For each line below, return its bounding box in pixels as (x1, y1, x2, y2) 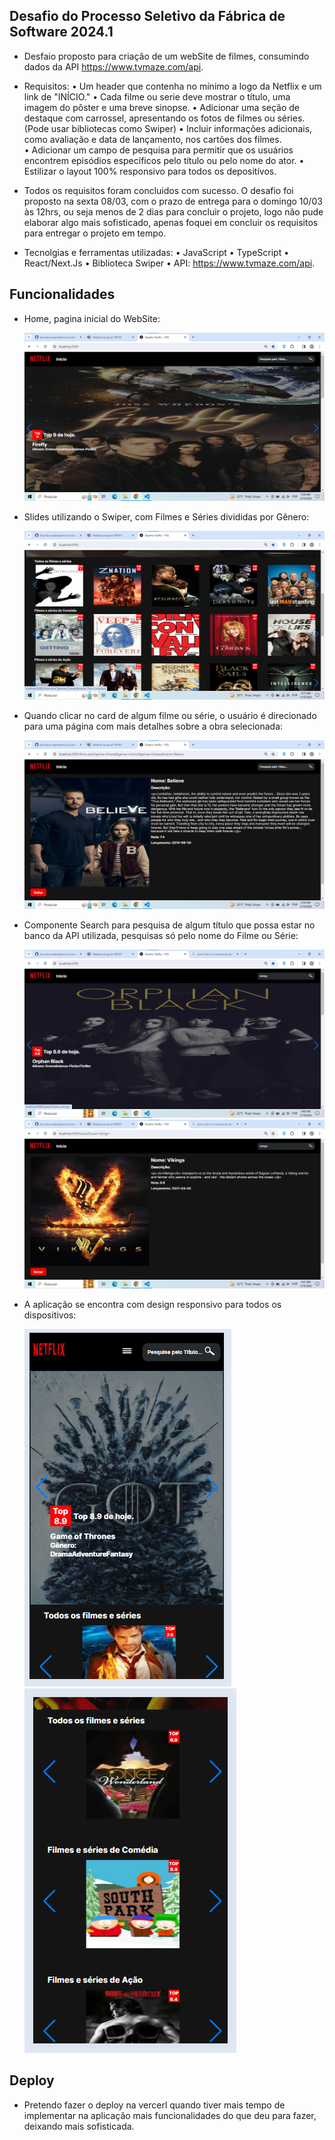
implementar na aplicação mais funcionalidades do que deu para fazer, (23, 2109, 317, 2121)
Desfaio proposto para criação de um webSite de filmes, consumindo (23, 50, 310, 62)
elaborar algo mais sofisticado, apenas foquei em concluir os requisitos (23, 216, 319, 228)
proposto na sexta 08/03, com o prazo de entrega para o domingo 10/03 (23, 195, 323, 207)
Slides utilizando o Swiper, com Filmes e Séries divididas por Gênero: (23, 511, 310, 523)
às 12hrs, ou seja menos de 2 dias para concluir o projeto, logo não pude (23, 205, 324, 218)
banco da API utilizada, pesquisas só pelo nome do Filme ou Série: (23, 929, 299, 941)
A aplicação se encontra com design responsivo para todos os (23, 1298, 282, 1310)
